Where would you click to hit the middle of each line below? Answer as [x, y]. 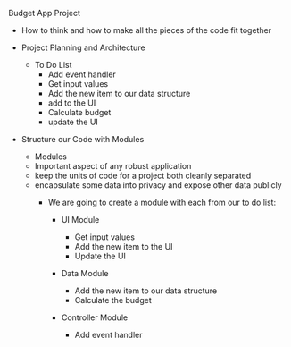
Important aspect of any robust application [113, 166]
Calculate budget [79, 112]
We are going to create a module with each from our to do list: [162, 202]
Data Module [85, 273]
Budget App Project [45, 13]
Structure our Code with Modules [83, 139]
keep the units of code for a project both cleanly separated [143, 175]
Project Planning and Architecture [83, 47]
